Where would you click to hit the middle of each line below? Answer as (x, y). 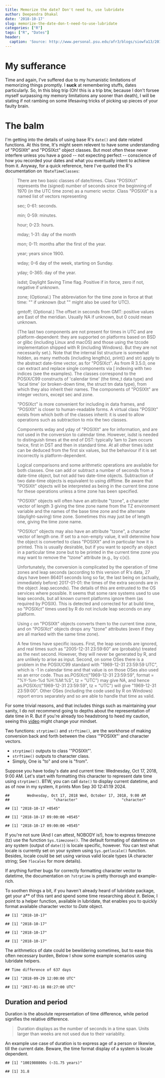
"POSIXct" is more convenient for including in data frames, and (81, 404)
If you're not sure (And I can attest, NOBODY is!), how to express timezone (81, 835)
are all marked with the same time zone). (58, 634)
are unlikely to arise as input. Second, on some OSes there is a (80, 659)
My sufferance (36, 66)
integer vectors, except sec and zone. (55, 394)
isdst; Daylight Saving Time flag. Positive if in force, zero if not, (81, 282)
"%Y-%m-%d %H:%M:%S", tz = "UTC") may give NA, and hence (83, 680)
